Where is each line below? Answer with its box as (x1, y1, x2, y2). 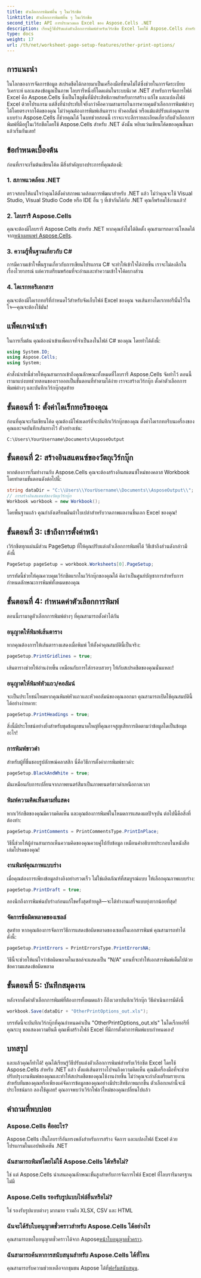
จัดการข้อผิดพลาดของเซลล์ (7, 913, 66, 921)
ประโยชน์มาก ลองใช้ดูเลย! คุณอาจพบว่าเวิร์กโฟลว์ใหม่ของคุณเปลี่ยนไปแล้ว (7, 1086, 151, 1093)
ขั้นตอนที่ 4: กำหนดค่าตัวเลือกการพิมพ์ (7, 596, 119, 607)
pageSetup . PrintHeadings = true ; (7, 712, 90, 718)
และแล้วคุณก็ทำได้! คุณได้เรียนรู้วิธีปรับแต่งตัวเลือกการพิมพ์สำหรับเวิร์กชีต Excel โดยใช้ (7, 1059, 177, 1066)
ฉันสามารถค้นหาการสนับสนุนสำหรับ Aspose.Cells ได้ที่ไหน (7, 1250, 150, 1259)
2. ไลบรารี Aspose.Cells (7, 212, 72, 220)
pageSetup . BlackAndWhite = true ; (7, 770, 90, 776)
